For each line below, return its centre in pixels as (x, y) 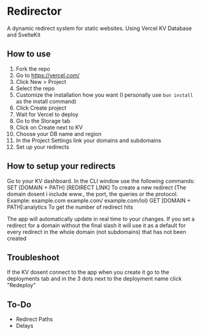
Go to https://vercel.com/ (47, 75)
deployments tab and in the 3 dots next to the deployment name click (94, 279)
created (17, 238)
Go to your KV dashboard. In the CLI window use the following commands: (101, 181)
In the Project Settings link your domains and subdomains (89, 140)
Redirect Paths (34, 319)
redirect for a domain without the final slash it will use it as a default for (97, 225)
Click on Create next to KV (49, 127)
